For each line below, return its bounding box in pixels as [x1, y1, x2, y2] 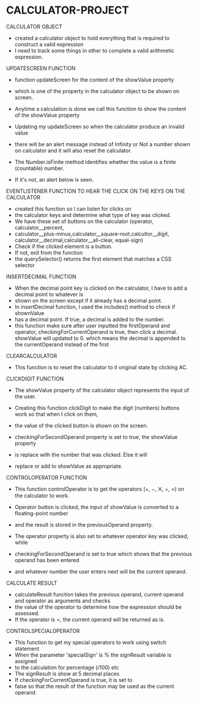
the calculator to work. [14, 492, 70, 499]
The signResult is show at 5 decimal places [14, 670, 120, 677]
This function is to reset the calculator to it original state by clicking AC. [14, 363, 188, 370]
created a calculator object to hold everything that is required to [14, 34, 170, 41]
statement [14, 645, 39, 652]
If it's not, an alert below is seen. [14, 176, 94, 183]
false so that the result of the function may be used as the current [14, 683, 174, 690]
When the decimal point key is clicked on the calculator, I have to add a [14, 284, 187, 291]
